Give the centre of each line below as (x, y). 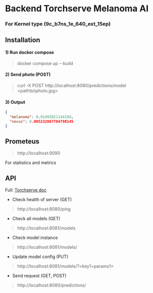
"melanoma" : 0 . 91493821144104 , (42, 117)
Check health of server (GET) (42, 200)
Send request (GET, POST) (39, 276)
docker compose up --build (45, 63)
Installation (23, 40)
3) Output (15, 102)
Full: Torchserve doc (26, 190)
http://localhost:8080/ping (44, 209)
